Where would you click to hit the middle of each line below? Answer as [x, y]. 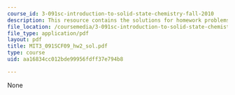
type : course [26, 53]
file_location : [29, 27]
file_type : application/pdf [48, 33]
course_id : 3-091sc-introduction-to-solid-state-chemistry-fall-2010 [111, 14]
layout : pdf [24, 40]
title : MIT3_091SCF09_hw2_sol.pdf [58, 46]
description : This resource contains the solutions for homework [104, 20]
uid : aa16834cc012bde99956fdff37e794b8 [65, 59]
